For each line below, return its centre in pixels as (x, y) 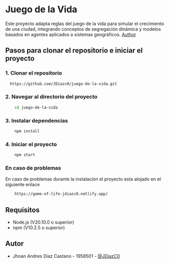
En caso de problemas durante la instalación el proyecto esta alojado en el (83, 179)
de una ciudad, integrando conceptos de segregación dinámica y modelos (83, 29)
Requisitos (22, 210)
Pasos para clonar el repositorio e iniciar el (74, 50)
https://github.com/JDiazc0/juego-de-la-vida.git (63, 84)
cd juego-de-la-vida (36, 107)
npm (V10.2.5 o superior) (39, 228)
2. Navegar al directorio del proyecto (51, 97)
